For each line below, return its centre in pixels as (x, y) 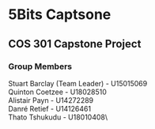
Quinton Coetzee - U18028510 (57, 92)
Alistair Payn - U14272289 (51, 100)
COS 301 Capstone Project (75, 44)
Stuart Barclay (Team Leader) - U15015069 (78, 83)
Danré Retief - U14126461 (50, 108)
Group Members (40, 66)
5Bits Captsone (60, 15)
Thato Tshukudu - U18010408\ (58, 117)
